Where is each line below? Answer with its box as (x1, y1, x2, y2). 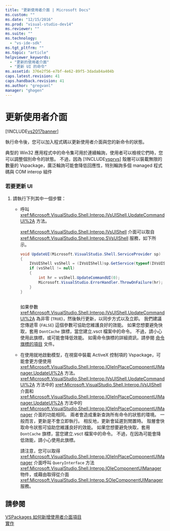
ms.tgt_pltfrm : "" (5, 45, 44, 50)
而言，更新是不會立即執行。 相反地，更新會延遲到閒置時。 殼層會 (24, 418, 160, 424)
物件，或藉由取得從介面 (20, 471, 69, 478)
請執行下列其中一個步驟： (12, 195, 66, 201)
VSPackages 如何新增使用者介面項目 (5, 514, 82, 520)
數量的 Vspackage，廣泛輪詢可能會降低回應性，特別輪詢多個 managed (5, 162, 153, 168)
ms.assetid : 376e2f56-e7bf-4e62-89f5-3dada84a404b (5, 69, 114, 74)
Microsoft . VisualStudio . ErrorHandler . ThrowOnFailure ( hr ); (38, 280, 163, 285)
